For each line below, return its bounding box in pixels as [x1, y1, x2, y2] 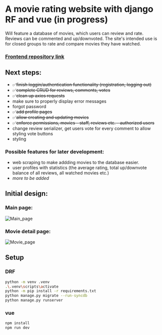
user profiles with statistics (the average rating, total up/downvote [12, 165, 147, 170]
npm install [5, 321, 30, 326]
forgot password [12, 103, 47, 109]
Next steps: [5, 68, 42, 77]
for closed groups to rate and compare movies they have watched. [5, 41, 141, 46]
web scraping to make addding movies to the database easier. [12, 159, 140, 165]
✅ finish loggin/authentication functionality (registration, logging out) [12, 82, 152, 87]
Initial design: [5, 189, 48, 198]
